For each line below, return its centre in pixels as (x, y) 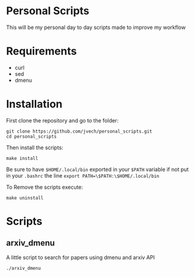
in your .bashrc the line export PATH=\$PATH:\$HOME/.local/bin (83, 175)
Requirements (41, 51)
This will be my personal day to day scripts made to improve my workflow (96, 27)
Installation (34, 104)
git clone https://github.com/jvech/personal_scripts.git (79, 131)
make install (22, 158)
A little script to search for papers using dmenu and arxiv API (81, 257)
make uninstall (25, 198)
